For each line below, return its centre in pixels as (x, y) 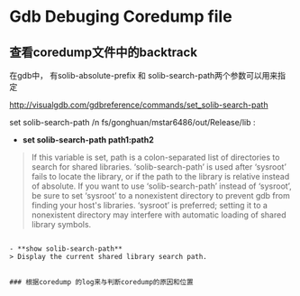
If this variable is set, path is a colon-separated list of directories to (155, 157)
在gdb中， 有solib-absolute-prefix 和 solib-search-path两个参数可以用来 (144, 75)
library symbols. (61, 224)
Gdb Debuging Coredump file (121, 17)
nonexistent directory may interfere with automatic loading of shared (159, 215)
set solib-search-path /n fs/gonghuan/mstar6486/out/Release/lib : (132, 122)
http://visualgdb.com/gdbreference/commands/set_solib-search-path (139, 105)
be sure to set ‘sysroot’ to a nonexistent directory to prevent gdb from (160, 195)
